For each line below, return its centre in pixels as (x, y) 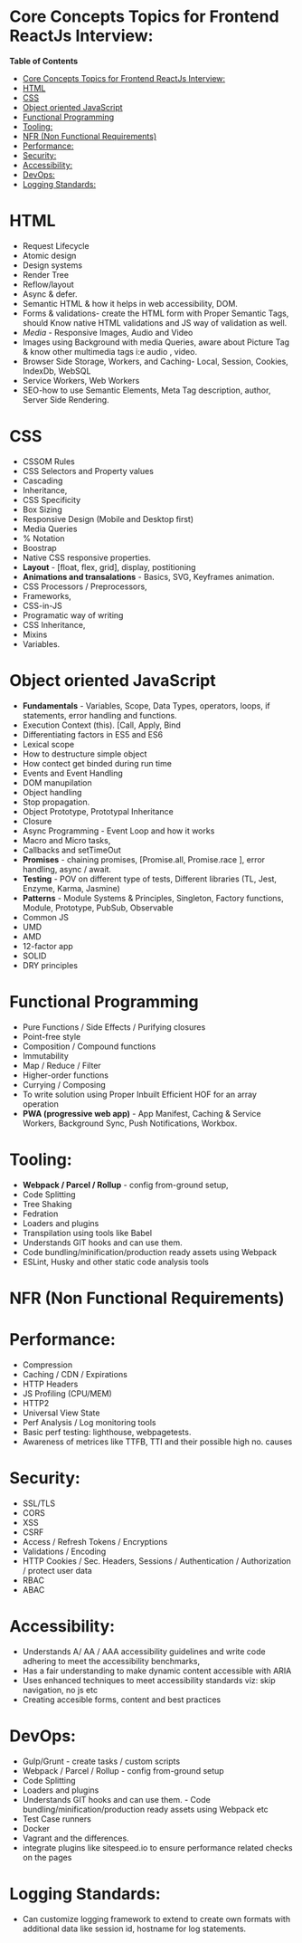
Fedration (40, 1214)
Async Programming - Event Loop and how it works (118, 831)
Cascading (42, 481)
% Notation (43, 538)
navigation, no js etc (60, 1690)
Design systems (52, 265)
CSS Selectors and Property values (88, 471)
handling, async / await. (66, 869)
